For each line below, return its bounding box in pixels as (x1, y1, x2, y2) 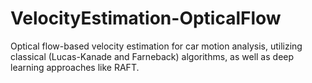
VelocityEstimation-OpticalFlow (10, 7, 282, 30)
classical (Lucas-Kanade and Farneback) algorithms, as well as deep (10, 50, 295, 62)
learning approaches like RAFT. (10, 61, 140, 73)
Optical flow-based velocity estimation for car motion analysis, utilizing (10, 40, 303, 52)
